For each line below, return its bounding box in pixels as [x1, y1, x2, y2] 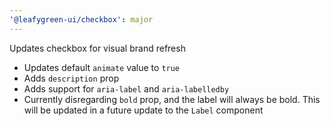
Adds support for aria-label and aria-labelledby [23, 82, 230, 95]
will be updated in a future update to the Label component [23, 104, 264, 116]
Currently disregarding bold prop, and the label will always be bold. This [23, 93, 321, 105]
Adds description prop [23, 72, 120, 84]
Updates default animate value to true [23, 61, 181, 73]
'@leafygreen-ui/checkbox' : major [9, 14, 154, 25]
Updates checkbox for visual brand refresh [9, 42, 186, 54]
